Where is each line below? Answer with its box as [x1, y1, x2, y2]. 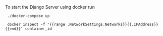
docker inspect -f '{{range [7, 22, 65, 27]
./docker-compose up [7, 14, 50, 18]
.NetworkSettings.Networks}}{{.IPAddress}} [67, 22, 159, 27]
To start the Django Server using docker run [5, 4, 95, 10]
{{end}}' [5, 26, 23, 31]
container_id [25, 26, 52, 31]
